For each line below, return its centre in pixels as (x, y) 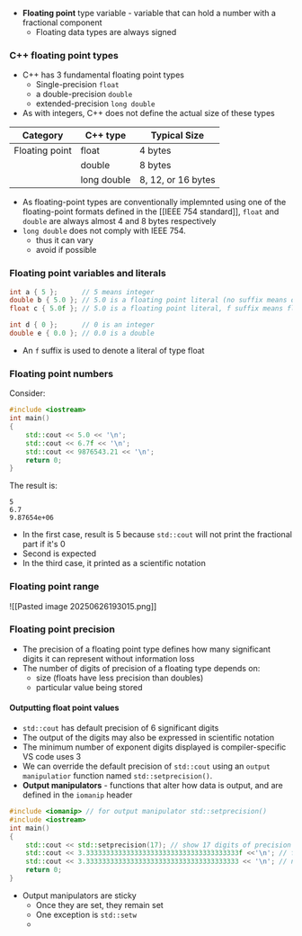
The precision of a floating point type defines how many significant (147, 649)
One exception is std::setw (86, 914)
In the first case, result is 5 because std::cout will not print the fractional (157, 535)
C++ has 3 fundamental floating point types (103, 75)
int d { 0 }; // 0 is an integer (82, 325)
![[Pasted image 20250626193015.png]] (83, 606)
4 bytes (155, 150)
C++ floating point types (64, 55)
